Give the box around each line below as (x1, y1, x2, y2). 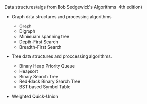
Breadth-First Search (19, 44, 62, 50)
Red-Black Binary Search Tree (19, 78, 81, 84)
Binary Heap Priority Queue (19, 63, 75, 69)
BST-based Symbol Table (19, 84, 71, 90)
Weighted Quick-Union (11, 93, 59, 99)
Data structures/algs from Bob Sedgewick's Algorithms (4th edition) (4, 4, 142, 10)
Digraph (19, 28, 35, 34)
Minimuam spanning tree (19, 34, 70, 39)
